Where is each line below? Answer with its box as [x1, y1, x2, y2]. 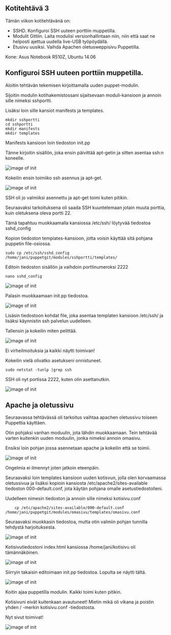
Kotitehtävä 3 [5, 4, 50, 13]
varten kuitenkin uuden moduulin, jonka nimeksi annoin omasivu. [5, 435, 141, 441]
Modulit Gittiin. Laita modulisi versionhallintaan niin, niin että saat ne [12, 33, 156, 39]
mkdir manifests [5, 126, 40, 131]
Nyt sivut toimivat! [5, 614, 43, 620]
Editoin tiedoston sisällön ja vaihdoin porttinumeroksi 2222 [5, 264, 129, 270]
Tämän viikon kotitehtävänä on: [5, 17, 71, 23]
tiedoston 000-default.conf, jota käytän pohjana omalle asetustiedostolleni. [5, 485, 163, 492]
